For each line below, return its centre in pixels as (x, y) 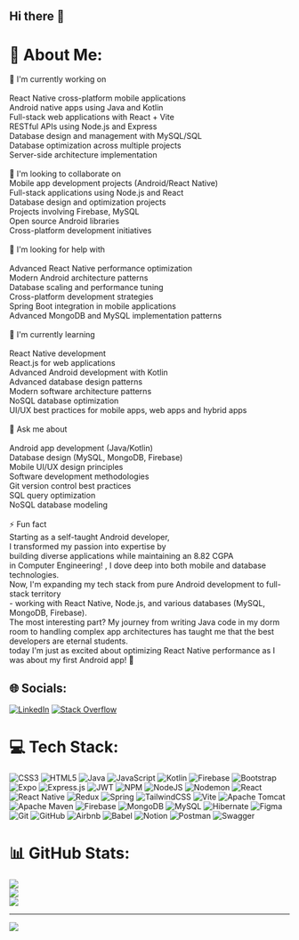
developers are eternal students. (69, 641)
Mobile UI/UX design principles (66, 467)
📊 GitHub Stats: (70, 853)
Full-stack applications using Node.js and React (97, 193)
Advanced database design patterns (76, 382)
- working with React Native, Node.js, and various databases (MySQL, (137, 604)
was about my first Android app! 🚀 (72, 660)
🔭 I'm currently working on (58, 79)
